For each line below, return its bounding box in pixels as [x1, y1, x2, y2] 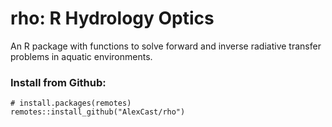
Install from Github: [10, 75, 107, 89]
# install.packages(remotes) [10, 98, 132, 109]
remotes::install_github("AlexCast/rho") [10, 107, 186, 117]
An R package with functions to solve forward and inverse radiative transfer [10, 40, 322, 52]
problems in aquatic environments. [10, 50, 153, 62]
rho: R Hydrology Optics [10, 7, 215, 30]
